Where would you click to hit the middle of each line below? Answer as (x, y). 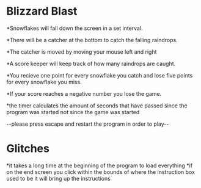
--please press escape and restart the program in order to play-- (88, 124)
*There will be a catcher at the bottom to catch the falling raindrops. (92, 40)
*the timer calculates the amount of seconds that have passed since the (97, 106)
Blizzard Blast (42, 11)
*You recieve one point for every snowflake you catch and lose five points (100, 75)
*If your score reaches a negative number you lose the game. (84, 93)
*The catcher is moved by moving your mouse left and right (82, 52)
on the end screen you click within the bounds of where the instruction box (101, 172)
